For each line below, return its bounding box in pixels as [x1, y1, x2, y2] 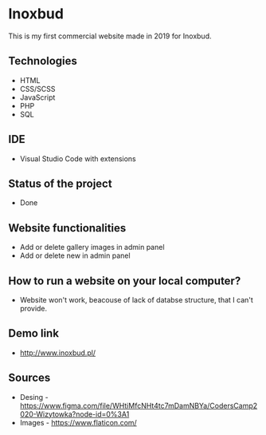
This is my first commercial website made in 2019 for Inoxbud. [8, 31, 212, 41]
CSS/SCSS [19, 84, 56, 93]
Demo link [8, 326, 60, 340]
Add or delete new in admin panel [19, 251, 131, 260]
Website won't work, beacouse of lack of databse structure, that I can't [19, 295, 253, 304]
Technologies [8, 54, 78, 68]
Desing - [19, 392, 49, 401]
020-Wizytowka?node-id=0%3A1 [19, 409, 130, 419]
